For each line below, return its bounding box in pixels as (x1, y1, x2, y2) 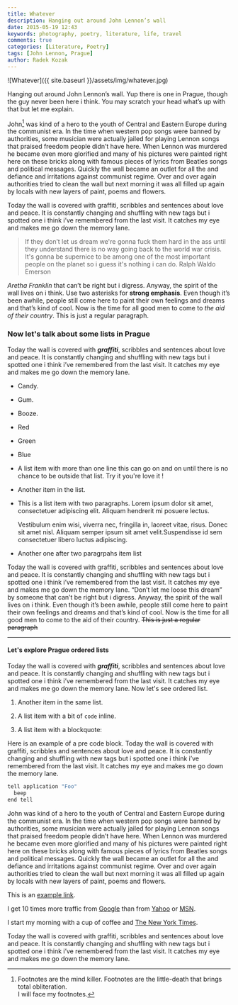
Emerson (24, 267, 51, 276)
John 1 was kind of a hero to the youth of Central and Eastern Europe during (7, 118, 227, 128)
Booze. (17, 409, 39, 417)
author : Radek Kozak (7, 57, 69, 64)
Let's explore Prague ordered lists (7, 646, 109, 654)
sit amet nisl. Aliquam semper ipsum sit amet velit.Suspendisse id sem (17, 527, 222, 536)
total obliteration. (17, 982, 67, 991)
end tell (7, 796, 33, 803)
